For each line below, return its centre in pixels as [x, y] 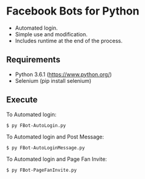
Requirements [33, 60]
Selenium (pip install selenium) [53, 80]
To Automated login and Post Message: [55, 137]
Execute [22, 100]
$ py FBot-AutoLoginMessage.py [46, 148]
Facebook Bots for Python [73, 11]
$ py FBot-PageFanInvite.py [42, 170]
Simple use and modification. [51, 34]
